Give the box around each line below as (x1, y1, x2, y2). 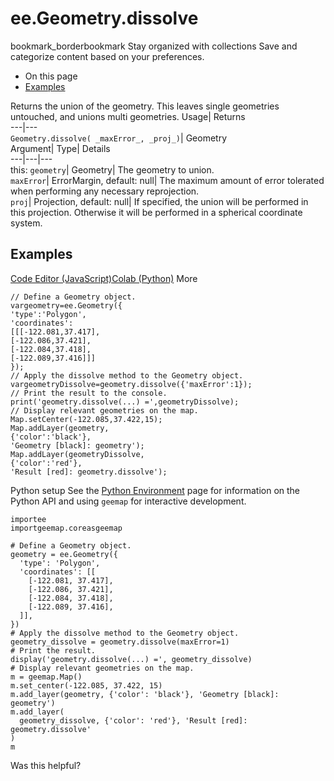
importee (10, 514, 47, 524)
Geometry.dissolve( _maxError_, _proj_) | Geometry (10, 132, 228, 144)
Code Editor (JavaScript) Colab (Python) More (10, 272, 198, 284)
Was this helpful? (10, 759, 82, 771)
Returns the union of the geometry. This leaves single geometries (10, 100, 280, 112)
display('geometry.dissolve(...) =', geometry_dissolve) (10, 654, 253, 664)
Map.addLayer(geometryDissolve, (10, 449, 145, 459)
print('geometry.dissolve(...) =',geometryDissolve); (10, 397, 240, 407)
